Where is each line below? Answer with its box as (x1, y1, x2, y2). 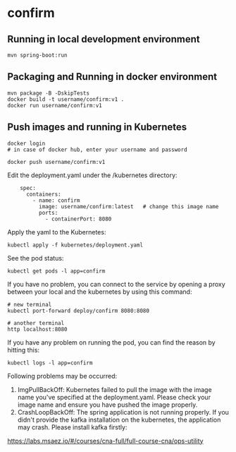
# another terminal (7, 319, 65, 326)
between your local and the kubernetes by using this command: (7, 287, 192, 296)
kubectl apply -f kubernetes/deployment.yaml (7, 242, 143, 249)
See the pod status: (7, 254, 64, 262)
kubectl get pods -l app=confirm (7, 267, 106, 275)
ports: (38, 209, 58, 216)
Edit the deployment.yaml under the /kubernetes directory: (7, 171, 178, 179)
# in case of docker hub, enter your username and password (7, 146, 188, 153)
